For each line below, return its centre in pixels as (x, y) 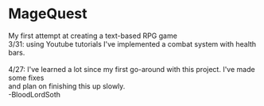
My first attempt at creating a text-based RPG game (93, 36)
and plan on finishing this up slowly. (67, 86)
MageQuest (48, 14)
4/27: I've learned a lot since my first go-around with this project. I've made (132, 69)
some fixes (26, 78)
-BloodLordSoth (35, 94)
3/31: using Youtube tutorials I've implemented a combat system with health (132, 44)
